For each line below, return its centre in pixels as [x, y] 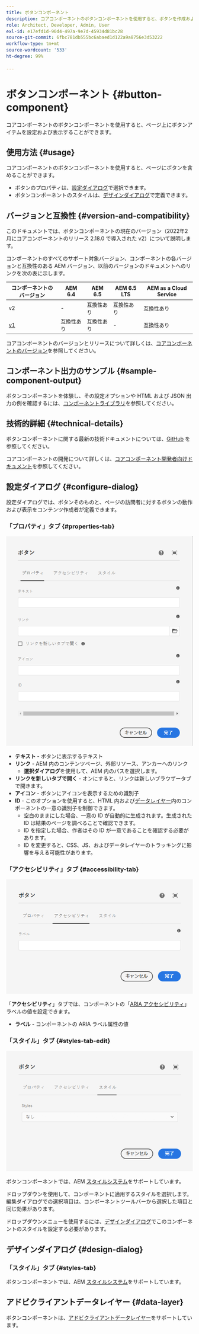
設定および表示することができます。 [70, 132]
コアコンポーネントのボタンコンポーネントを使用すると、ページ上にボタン [97, 124]
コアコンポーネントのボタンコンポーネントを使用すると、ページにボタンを [97, 168]
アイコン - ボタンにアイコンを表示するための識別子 [77, 793]
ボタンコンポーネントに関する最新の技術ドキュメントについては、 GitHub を [98, 439]
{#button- [137, 94]
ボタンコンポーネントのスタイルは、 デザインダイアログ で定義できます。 [103, 195]
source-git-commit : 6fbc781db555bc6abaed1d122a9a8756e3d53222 [84, 38]
